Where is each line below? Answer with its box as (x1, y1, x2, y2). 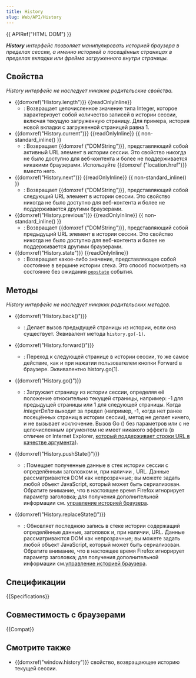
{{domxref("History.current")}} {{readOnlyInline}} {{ (14, 130, 140, 137)
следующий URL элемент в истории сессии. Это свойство (23, 193, 171, 200)
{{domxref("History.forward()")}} (14, 342, 94, 349)
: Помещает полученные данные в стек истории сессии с (23, 462, 169, 469)
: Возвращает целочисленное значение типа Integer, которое (23, 105, 178, 112)
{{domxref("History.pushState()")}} (14, 450, 100, 458)
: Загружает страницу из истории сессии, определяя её (23, 388, 165, 396)
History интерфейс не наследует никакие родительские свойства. (6, 87, 173, 95)
